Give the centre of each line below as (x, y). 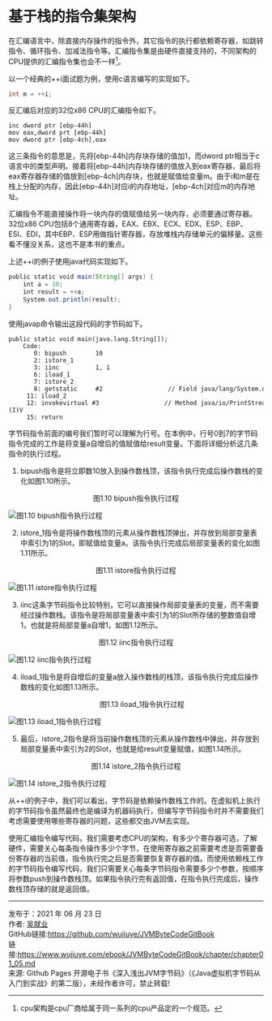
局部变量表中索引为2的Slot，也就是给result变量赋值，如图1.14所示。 (132, 748)
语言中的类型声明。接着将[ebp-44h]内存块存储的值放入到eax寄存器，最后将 (135, 166)
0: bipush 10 (68, 353)
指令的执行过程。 (37, 453)
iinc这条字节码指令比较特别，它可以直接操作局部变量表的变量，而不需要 (139, 605)
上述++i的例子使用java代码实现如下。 (70, 261)
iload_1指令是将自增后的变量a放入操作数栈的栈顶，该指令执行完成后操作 (139, 676)
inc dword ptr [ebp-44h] (50, 126)
